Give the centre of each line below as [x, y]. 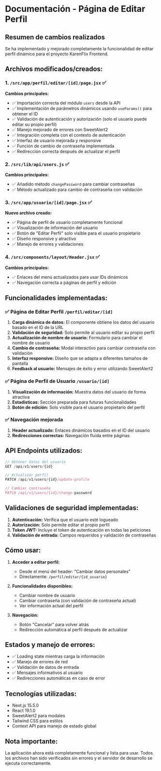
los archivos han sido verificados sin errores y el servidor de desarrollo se [79, 758]
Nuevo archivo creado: [29, 213]
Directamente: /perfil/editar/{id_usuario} [63, 576]
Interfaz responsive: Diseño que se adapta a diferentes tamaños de [80, 358]
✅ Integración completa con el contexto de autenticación [69, 135]
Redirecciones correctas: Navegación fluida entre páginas [71, 435]
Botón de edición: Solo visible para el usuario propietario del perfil [78, 407]
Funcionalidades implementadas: [56, 298]
